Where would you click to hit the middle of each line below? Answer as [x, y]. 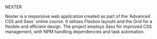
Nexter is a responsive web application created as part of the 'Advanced [78, 16]
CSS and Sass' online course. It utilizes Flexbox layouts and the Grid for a [79, 21]
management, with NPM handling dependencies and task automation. [75, 32]
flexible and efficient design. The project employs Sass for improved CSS [78, 26]
